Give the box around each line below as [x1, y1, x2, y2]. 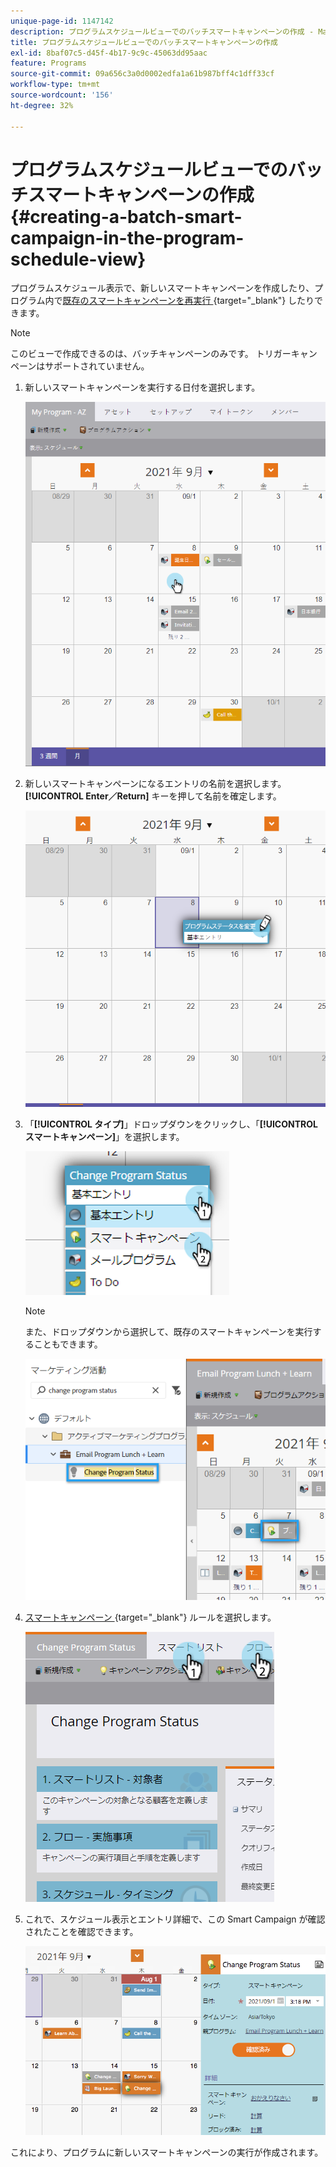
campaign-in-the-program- [10, 226, 245, 249]
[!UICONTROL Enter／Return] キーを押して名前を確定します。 [24, 790, 282, 802]
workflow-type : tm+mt [10, 80, 101, 90]
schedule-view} [10, 248, 147, 270]
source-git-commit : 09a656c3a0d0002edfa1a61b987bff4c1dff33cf [10, 69, 275, 79]
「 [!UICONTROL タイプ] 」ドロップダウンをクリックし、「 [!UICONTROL [24, 1118, 318, 1130]
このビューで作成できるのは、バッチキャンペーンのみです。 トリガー [10, 348, 292, 360]
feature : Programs [10, 58, 87, 69]
